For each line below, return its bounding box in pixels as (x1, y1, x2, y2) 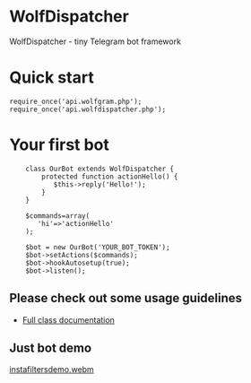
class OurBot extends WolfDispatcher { (25, 164, 175, 173)
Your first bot (9, 135, 110, 155)
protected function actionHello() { (41, 172, 178, 181)
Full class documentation (22, 314, 115, 325)
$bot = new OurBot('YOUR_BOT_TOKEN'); (25, 242, 170, 252)
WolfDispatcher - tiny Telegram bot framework (9, 36, 182, 47)
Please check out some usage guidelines (9, 291, 243, 306)
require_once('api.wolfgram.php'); (9, 97, 143, 106)
